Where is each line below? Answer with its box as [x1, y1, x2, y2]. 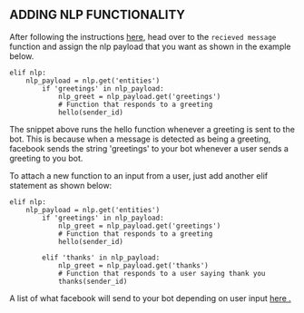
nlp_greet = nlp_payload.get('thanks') [57, 260, 209, 270]
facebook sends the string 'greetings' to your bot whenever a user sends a [9, 142, 289, 153]
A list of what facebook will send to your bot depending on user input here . [9, 292, 292, 303]
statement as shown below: [9, 180, 113, 191]
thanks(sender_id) [57, 277, 128, 286]
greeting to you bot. [9, 152, 83, 163]
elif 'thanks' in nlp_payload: [42, 253, 161, 262]
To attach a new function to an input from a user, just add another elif [9, 170, 269, 181]
